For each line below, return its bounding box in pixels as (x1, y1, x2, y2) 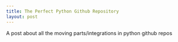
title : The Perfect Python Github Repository (6, 8, 119, 14)
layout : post (6, 14, 38, 20)
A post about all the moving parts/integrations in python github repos (6, 29, 173, 36)
